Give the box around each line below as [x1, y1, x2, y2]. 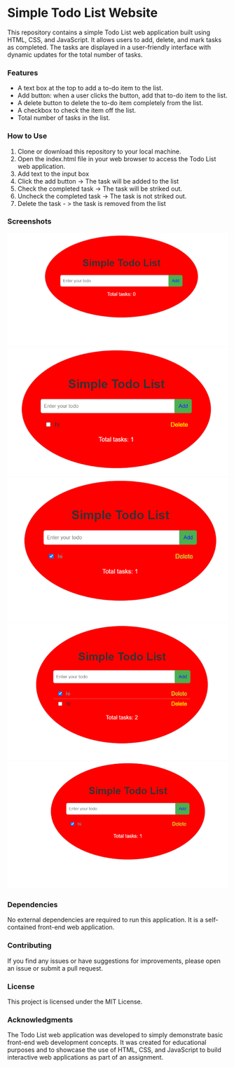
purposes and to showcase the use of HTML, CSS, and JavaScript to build [7, 1046, 222, 1054]
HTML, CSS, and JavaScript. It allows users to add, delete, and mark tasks [7, 35, 222, 43]
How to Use [7, 131, 48, 141]
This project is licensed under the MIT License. [7, 997, 143, 1006]
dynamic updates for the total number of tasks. [7, 50, 143, 59]
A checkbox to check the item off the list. [17, 107, 137, 115]
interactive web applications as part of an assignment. [7, 1053, 164, 1062]
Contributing [7, 940, 52, 950]
